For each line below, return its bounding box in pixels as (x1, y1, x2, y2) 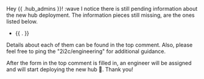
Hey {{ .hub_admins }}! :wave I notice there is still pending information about (6, 5, 198, 12)
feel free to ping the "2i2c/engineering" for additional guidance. (6, 48, 166, 55)
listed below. (6, 18, 38, 25)
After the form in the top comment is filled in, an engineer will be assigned (6, 60, 192, 66)
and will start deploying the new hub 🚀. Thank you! (6, 66, 134, 73)
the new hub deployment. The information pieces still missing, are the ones (6, 11, 195, 19)
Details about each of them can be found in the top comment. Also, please (6, 42, 193, 48)
